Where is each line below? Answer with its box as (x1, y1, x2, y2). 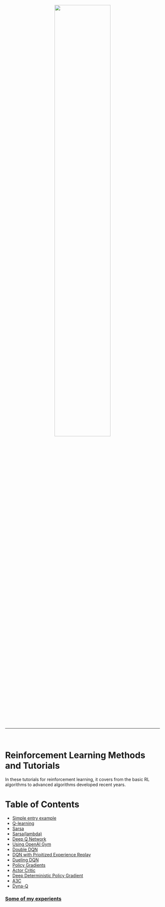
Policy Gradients (12, 862, 46, 868)
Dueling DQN (12, 857, 39, 863)
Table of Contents (5, 799, 80, 810)
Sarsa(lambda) (12, 831, 42, 837)
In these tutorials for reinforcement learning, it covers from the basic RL (5, 776, 150, 782)
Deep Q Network (12, 836, 47, 842)
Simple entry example (12, 815, 56, 821)
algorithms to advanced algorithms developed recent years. (5, 782, 126, 788)
